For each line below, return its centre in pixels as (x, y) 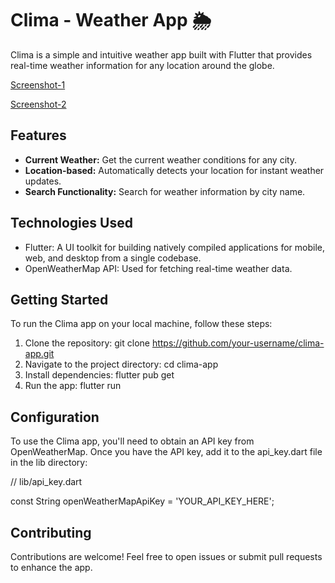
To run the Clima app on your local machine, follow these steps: (141, 324)
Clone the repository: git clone (87, 343)
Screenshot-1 (38, 84)
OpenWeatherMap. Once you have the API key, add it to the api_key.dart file (166, 452)
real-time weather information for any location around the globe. (142, 65)
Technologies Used (71, 223)
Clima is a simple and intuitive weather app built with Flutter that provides (161, 54)
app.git (39, 354)
